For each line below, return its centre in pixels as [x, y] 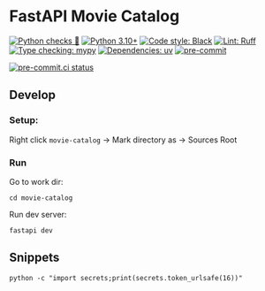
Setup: [24, 120]
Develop [32, 95]
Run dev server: [38, 214]
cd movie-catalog [41, 198]
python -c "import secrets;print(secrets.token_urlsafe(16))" [126, 278]
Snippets [34, 258]
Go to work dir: [36, 181]
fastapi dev [31, 230]
